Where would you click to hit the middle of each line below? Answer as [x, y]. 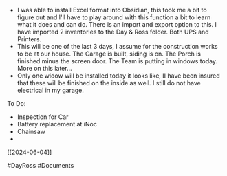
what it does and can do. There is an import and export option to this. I [117, 24]
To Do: [17, 103]
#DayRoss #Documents [41, 165]
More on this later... [44, 68]
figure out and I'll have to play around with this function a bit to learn [114, 17]
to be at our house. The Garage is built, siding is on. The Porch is [109, 54]
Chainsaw [31, 131]
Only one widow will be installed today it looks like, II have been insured [118, 76]
